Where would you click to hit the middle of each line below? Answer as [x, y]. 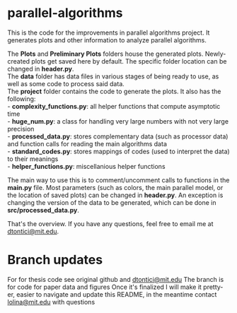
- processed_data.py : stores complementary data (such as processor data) [118, 136]
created [19, 61]
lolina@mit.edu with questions [51, 302]
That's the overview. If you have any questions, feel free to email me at [110, 223]
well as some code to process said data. [66, 83]
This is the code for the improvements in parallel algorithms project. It [109, 33]
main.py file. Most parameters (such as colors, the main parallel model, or [115, 187]
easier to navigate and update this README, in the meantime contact [117, 294]
